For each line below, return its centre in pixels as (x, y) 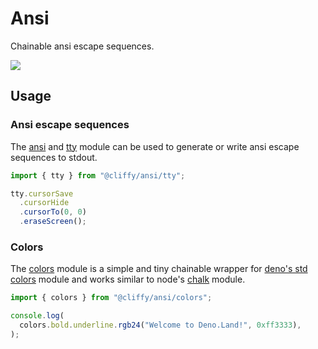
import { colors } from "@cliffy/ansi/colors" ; (111, 298)
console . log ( (37, 316)
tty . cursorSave (42, 193)
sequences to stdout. (54, 157)
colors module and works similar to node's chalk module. (128, 279)
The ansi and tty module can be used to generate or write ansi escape (155, 146)
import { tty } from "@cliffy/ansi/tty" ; (98, 175)
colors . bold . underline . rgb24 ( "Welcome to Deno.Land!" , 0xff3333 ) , (160, 325)
